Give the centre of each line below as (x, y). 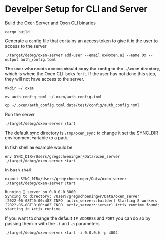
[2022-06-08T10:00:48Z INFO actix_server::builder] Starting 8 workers (81, 201)
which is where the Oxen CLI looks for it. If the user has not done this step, (81, 74)
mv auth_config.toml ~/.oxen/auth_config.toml (54, 97)
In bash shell (18, 170)
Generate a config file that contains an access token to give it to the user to (82, 41)
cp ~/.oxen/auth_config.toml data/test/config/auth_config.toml (72, 105)
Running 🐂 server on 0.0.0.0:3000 (41, 192)
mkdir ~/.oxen (20, 88)
